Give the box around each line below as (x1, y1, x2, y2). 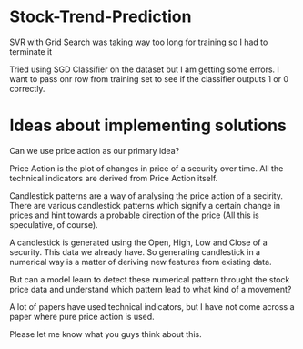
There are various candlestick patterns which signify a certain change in (9, 200, 280, 210)
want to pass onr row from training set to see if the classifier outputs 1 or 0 (9, 73, 289, 84)
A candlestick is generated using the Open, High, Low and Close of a (9, 237, 268, 248)
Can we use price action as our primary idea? (9, 145, 180, 156)
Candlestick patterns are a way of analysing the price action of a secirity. (9, 190, 284, 201)
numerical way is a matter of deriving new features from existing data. (9, 256, 272, 267)
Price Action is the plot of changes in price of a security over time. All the (9, 162, 284, 174)
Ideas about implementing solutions (9, 116, 287, 136)
